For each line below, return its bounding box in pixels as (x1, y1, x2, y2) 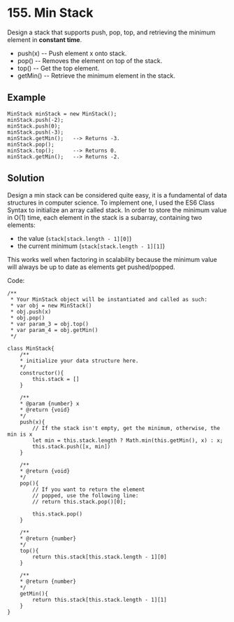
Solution (7, 172, 45, 184)
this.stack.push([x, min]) (32, 443, 111, 450)
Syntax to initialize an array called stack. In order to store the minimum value (7, 205, 227, 214)
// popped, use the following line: (32, 492, 139, 499)
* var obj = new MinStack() (10, 302, 92, 309)
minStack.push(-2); (7, 116, 64, 123)
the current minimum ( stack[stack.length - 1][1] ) (17, 242, 166, 250)
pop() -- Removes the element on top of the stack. (17, 56, 163, 64)
